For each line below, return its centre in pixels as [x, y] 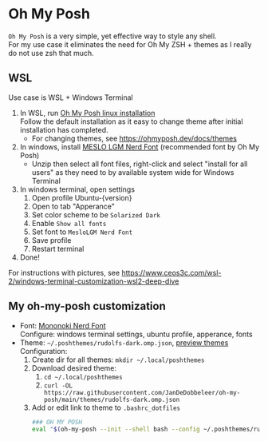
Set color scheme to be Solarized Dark [96, 215]
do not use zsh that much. [51, 53]
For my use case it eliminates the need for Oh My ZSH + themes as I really [130, 44]
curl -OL [58, 385]
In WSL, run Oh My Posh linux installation [87, 113]
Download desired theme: [74, 367]
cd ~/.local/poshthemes [83, 377]
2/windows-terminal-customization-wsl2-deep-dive [94, 281]
